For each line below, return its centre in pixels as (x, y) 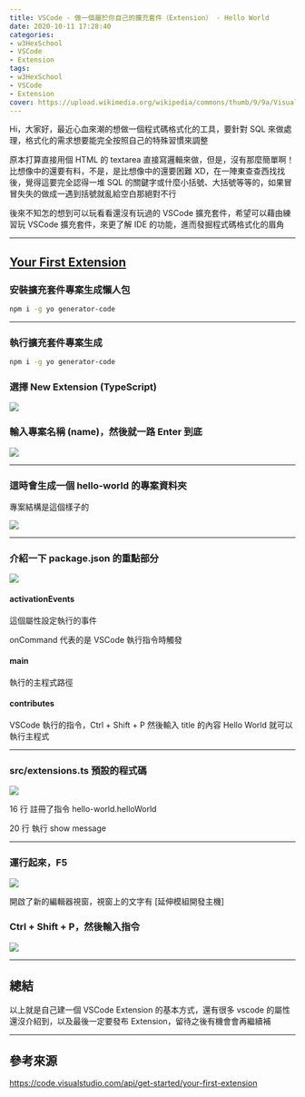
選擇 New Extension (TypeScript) (83, 387)
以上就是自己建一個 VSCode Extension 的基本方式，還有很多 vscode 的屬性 (150, 1010)
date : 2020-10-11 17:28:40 (60, 26)
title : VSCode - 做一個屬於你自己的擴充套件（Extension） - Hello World (139, 18)
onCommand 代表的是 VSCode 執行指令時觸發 (96, 639)
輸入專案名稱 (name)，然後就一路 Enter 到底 (106, 432)
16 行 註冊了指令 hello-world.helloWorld (83, 809)
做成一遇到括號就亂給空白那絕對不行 (108, 194)
